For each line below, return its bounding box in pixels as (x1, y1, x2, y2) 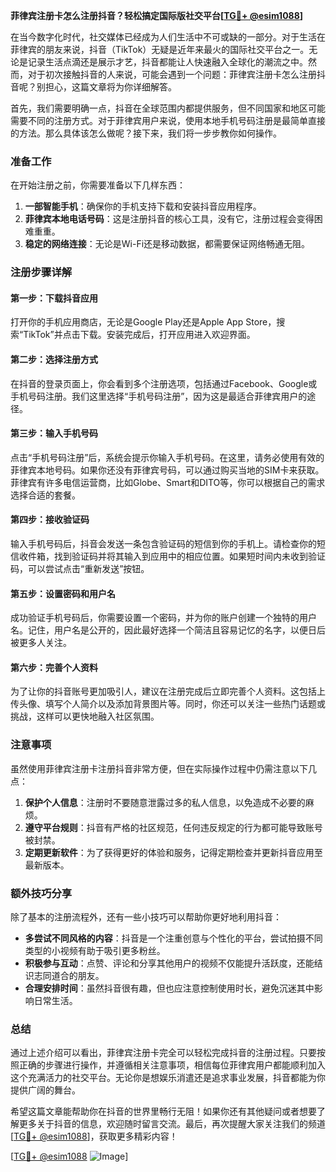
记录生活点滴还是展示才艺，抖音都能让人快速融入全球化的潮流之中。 (27, 56, 308, 68)
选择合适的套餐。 (10, 489, 81, 501)
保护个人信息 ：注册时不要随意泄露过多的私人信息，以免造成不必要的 (24, 796, 306, 808)
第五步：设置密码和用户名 (10, 587, 116, 599)
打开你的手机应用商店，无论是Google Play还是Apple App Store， (10, 316, 277, 328)
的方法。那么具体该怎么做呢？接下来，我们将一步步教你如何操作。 (10, 127, 282, 139)
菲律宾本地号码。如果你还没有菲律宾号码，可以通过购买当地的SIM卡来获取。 (10, 464, 325, 476)
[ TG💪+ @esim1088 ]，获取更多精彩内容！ (10, 1130, 178, 1143)
